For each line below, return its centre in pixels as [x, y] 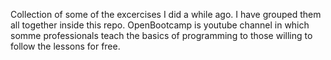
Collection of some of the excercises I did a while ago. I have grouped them [166, 14]
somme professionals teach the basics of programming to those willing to [161, 35]
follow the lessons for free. [65, 46]
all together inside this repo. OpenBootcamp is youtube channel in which [160, 25]
